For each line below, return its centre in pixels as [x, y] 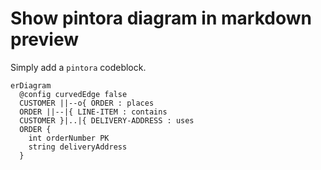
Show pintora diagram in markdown [161, 18]
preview [45, 39]
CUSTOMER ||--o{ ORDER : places [87, 103]
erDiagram [31, 85]
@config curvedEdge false [73, 94]
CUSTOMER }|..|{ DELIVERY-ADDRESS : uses [107, 120]
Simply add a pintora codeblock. [78, 67]
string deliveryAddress [78, 147]
